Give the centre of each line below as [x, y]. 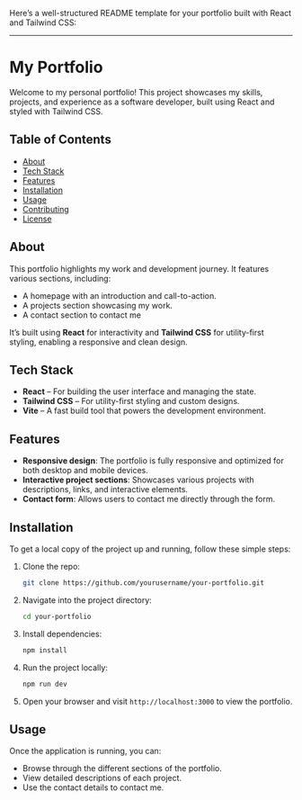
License [37, 219]
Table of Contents [61, 140]
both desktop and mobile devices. [85, 471]
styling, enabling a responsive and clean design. [99, 342]
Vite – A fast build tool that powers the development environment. [144, 411]
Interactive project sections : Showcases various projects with [138, 480]
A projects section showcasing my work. [98, 305]
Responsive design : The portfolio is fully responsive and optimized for [153, 461]
